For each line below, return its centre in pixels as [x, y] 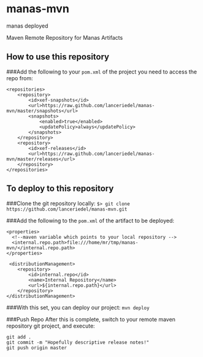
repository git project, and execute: [51, 326]
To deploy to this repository [60, 189]
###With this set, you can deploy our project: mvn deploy [78, 307]
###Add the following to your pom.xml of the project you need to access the [102, 72]
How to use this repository [58, 57]
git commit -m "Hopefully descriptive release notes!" [78, 342]
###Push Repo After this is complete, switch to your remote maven [91, 319]
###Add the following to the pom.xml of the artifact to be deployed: [90, 220]
